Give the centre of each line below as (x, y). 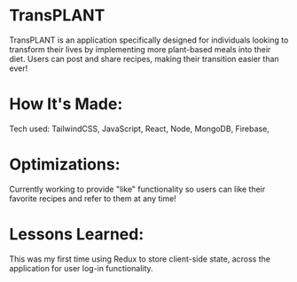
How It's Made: (66, 104)
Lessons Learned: (77, 234)
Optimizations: (65, 164)
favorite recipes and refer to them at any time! (93, 198)
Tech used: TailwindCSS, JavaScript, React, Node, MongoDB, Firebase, (140, 129)
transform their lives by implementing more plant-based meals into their (140, 49)
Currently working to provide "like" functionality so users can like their (137, 189)
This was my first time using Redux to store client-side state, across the (140, 259)
